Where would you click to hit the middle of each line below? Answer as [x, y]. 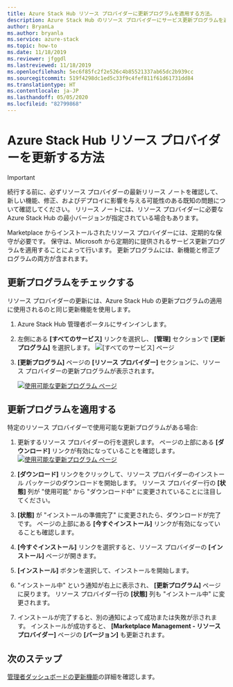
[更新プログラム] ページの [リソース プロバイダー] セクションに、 [110, 362]
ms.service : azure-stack [43, 40]
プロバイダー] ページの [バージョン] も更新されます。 [93, 635]
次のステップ [35, 659]
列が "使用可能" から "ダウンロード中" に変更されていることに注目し [124, 492]
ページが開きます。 [73, 556]
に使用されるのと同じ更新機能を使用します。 [71, 309]
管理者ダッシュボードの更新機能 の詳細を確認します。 [83, 677]
